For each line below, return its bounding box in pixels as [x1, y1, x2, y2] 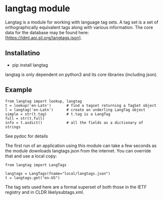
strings [5, 125, 21, 129]
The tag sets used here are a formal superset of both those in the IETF [5, 184, 147, 190]
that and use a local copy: [5, 153, 57, 159]
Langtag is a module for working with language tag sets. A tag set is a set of [5, 19, 159, 25]
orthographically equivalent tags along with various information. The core [5, 24, 153, 30]
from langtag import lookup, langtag [5, 99, 82, 103]
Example [5, 86, 32, 94]
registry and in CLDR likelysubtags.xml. [5, 189, 84, 195]
